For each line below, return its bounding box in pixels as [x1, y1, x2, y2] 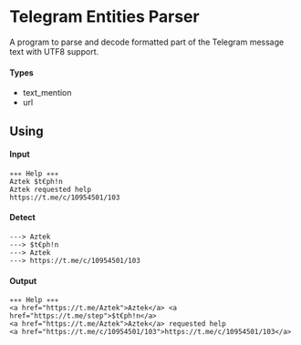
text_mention [22, 87, 72, 98]
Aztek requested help [9, 185, 92, 194]
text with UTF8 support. [9, 46, 99, 56]
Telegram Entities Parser [9, 6, 200, 27]
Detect [9, 212, 36, 223]
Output [9, 275, 37, 286]
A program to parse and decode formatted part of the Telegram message [9, 36, 285, 47]
